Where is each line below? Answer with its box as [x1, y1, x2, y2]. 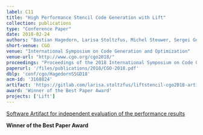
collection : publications [6, 20, 71, 26]
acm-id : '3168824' [6, 76, 53, 82]
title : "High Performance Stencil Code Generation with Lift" [6, 15, 166, 21]
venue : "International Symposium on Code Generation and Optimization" [6, 48, 190, 54]
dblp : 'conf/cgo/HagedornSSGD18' [6, 71, 91, 77]
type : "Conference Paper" [6, 25, 71, 32]
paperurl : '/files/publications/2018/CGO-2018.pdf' [6, 65, 139, 71]
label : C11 [6, 8, 34, 15]
